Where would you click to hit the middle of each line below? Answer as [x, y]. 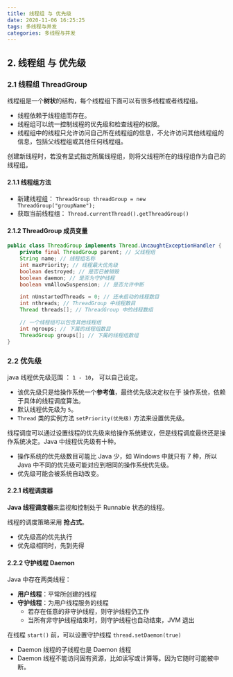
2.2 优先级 [25, 361]
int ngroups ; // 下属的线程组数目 [65, 329]
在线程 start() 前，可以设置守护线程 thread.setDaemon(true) [94, 635]
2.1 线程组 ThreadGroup [48, 84]
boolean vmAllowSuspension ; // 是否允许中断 [82, 284]
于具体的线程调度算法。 [51, 400]
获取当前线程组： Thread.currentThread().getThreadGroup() [103, 214]
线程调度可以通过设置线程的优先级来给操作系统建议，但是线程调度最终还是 [113, 432]
